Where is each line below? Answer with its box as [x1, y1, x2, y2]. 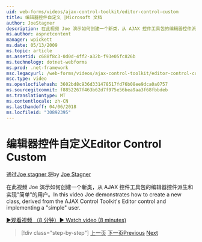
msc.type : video [6, 76, 47, 82]
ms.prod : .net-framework [6, 64, 69, 71]
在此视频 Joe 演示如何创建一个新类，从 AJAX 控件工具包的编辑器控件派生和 [6, 184, 194, 191]
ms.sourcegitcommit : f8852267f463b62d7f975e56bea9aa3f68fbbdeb [6, 87, 168, 93]
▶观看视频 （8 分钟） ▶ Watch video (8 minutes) [6, 217, 127, 224]
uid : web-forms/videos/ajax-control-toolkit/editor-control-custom [6, 8, 179, 15]
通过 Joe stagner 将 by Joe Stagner [6, 171, 91, 178]
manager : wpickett [6, 37, 52, 43]
